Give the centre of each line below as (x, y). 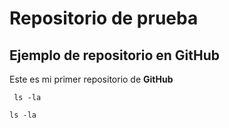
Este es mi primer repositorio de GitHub (91, 79)
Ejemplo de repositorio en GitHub (115, 55)
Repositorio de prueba (104, 18)
